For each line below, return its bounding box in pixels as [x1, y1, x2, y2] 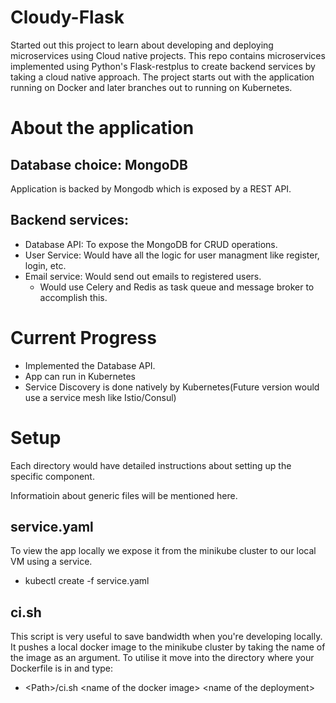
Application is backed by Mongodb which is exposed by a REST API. [10, 182, 292, 195]
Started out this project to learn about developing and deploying [10, 39, 274, 51]
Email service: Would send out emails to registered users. [24, 270, 262, 282]
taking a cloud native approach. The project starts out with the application [10, 71, 315, 83]
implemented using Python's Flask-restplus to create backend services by [10, 60, 316, 72]
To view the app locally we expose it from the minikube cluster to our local [10, 545, 317, 557]
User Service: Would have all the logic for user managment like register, [24, 249, 320, 261]
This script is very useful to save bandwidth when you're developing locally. [10, 631, 323, 643]
